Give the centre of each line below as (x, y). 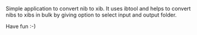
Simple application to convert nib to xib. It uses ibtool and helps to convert (98, 9)
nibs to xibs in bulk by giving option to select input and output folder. (91, 15)
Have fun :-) (21, 26)
